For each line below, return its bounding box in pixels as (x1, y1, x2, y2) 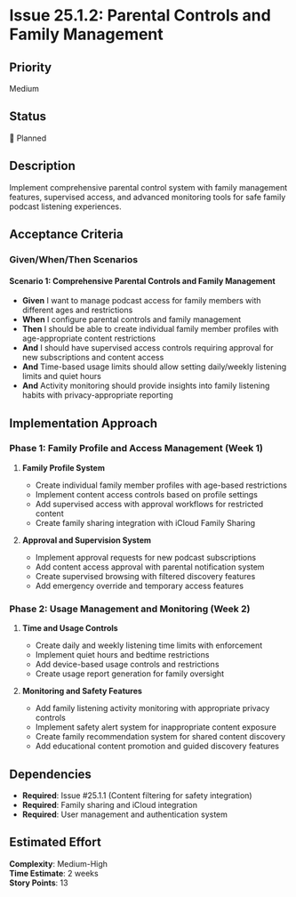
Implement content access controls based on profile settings (35, 489, 258, 499)
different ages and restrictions (21, 304, 133, 316)
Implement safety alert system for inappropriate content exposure (35, 722, 277, 732)
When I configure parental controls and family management (21, 314, 242, 325)
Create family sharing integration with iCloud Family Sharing (35, 517, 256, 528)
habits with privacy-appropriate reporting (21, 390, 173, 400)
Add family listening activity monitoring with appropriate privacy (35, 703, 270, 714)
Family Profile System (21, 462, 105, 473)
